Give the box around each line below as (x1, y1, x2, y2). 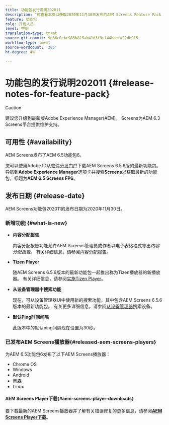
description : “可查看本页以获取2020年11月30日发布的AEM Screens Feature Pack (5, 12, 161, 17)
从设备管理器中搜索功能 (12, 287, 61, 293)
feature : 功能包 (5, 17, 37, 22)
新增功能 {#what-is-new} (5, 220, 68, 227)
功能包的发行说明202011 (5, 77, 107, 89)
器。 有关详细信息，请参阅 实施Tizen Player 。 (12, 275, 106, 282)
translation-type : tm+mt (5, 31, 57, 36)
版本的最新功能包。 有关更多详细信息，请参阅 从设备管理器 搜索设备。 (12, 303, 155, 310)
